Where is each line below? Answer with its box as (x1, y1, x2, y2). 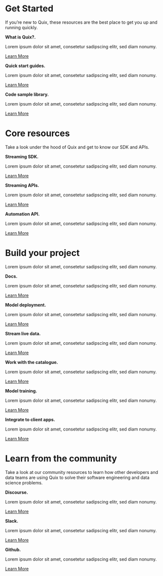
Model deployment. (5, 302, 46, 308)
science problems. (5, 479, 43, 486)
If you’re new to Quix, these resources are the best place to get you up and (5, 19, 158, 25)
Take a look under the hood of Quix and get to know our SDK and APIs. (5, 144, 150, 150)
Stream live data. (5, 330, 41, 336)
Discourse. (5, 489, 28, 495)
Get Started (5, 3, 53, 14)
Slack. (5, 518, 19, 524)
